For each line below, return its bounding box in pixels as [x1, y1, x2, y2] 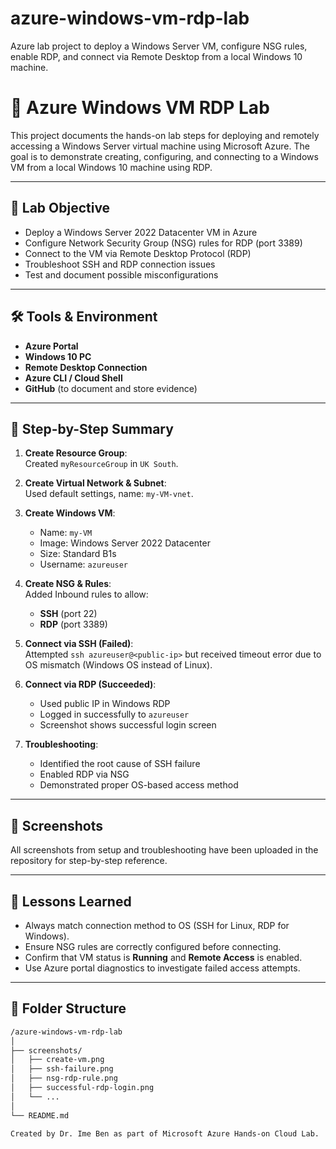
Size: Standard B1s [39, 548, 117, 560]
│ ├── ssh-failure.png [10, 1064, 114, 1074]
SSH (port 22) [39, 608, 98, 620]
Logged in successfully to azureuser [39, 708, 190, 721]
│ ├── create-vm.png [10, 1055, 105, 1065]
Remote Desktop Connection [24, 361, 148, 373]
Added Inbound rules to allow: [24, 588, 149, 601]
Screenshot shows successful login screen [39, 719, 217, 731]
